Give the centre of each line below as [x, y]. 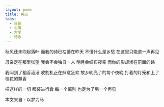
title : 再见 [16, 14]
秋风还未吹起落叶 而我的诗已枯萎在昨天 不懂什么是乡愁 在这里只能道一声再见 [82, 52]
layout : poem [18, 10]
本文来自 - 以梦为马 [25, 99]
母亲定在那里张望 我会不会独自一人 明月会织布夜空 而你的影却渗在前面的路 [80, 62]
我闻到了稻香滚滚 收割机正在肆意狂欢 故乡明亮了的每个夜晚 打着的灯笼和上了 [82, 72]
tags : [11, 19]
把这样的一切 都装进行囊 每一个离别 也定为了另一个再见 [61, 89]
